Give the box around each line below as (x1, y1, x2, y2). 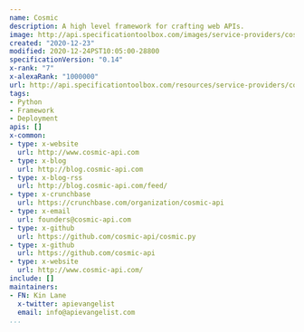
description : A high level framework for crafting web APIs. (9, 22, 245, 31)
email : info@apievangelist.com (17, 308, 136, 317)
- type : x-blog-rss (9, 173, 83, 182)
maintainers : (9, 282, 59, 291)
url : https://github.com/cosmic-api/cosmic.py (17, 232, 196, 241)
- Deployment (9, 114, 59, 123)
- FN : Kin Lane (9, 290, 67, 299)
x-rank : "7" (9, 64, 54, 73)
